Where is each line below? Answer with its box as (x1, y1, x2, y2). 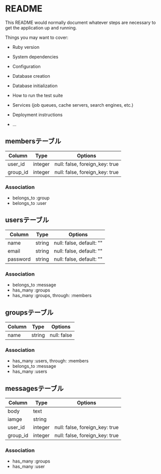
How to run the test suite (12, 92, 63, 98)
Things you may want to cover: (5, 34, 69, 40)
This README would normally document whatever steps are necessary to (5, 19, 156, 25)
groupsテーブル (5, 308, 54, 316)
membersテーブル (5, 137, 61, 146)
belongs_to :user (12, 200, 47, 206)
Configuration (12, 63, 41, 69)
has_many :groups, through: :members (12, 293, 92, 299)
